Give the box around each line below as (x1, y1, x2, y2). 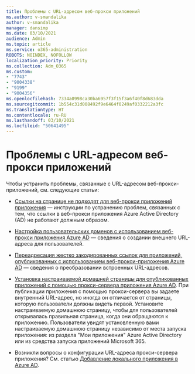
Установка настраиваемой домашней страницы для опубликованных (14, 275, 189, 282)
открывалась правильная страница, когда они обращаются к (14, 312, 169, 319)
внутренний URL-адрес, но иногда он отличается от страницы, (14, 294, 172, 301)
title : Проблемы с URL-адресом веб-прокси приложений (6, 8, 141, 15)
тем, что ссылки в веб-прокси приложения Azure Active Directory (14, 210, 179, 217)
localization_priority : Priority (6, 57, 88, 63)
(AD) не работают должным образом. (14, 216, 110, 223)
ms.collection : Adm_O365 (6, 63, 67, 69)
